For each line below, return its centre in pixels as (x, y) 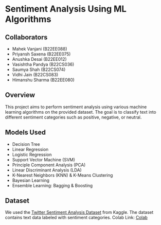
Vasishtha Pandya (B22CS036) (43, 64)
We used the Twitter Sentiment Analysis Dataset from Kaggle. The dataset (79, 212)
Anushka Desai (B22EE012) (39, 59)
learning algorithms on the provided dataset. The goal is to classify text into (81, 112)
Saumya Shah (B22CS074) (39, 69)
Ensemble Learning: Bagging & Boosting (52, 185)
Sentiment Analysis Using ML (66, 9)
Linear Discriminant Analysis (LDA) (47, 170)
